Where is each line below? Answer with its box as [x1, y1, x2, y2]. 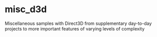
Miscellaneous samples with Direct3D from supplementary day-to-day [5, 20, 152, 26]
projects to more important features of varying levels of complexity [5, 25, 145, 31]
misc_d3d [5, 4, 47, 15]
